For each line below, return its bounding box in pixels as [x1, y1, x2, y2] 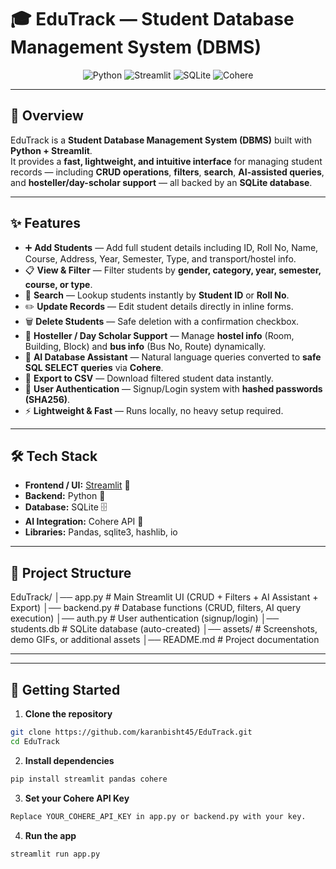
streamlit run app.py [10, 849, 101, 859]
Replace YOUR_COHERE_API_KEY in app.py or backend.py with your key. [10, 811, 307, 821]
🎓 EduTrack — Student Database [10, 8, 295, 31]
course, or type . [24, 278, 93, 290]
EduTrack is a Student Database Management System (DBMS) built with [10, 134, 313, 146]
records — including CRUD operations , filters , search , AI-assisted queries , [10, 166, 325, 178]
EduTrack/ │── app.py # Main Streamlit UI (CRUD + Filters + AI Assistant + [10, 591, 319, 603]
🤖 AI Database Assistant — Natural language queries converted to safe [24, 351, 322, 363]
